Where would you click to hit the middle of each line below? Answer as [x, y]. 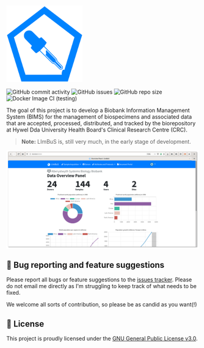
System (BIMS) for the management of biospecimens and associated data [99, 117]
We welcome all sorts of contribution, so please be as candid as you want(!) [102, 305]
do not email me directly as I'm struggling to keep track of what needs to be [102, 286]
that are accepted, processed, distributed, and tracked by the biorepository [101, 123]
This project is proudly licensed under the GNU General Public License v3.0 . [102, 339]
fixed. [13, 293]
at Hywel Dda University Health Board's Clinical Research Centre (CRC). [97, 130]
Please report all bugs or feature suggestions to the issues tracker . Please [99, 280]
